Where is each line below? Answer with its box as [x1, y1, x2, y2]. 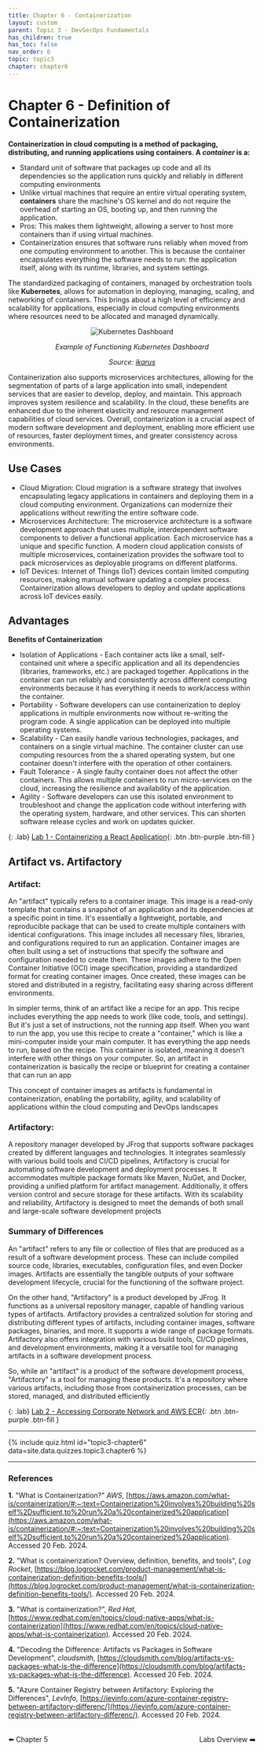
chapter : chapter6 [8, 63, 68, 71]
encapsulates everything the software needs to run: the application [19, 255, 237, 264]
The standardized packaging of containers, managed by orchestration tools [8, 278, 253, 288]
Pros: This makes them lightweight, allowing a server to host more [19, 221, 233, 230]
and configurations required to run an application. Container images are [8, 938, 240, 947]
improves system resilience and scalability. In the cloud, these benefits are [8, 398, 249, 407]
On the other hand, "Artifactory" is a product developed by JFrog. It [8, 1292, 226, 1302]
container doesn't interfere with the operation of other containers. [19, 759, 233, 768]
